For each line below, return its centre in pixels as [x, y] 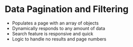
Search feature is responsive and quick [53, 33]
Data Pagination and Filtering [67, 9]
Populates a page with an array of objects [55, 23]
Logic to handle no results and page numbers [59, 39]
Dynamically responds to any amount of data [58, 28]
